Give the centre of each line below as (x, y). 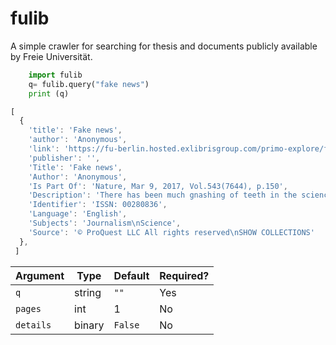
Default (131, 275)
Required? (184, 275)
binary (89, 325)
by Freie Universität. (51, 56)
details (33, 325)
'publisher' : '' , (64, 158)
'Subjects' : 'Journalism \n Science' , (105, 223)
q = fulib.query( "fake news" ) (89, 84)
